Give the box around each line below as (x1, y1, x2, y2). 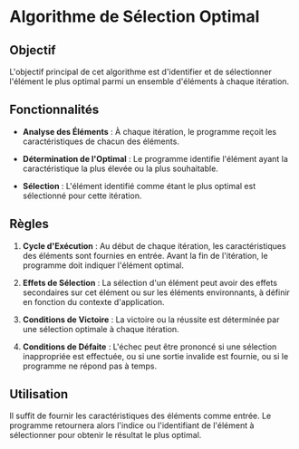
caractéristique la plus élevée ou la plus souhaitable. (22, 163, 219, 174)
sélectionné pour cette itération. (22, 190, 142, 201)
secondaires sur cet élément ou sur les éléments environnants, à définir (22, 287, 290, 298)
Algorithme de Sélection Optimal (9, 6, 260, 27)
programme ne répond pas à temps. (22, 360, 158, 371)
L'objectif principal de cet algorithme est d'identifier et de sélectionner (9, 66, 272, 77)
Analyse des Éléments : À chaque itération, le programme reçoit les (22, 126, 277, 137)
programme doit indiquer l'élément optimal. (22, 260, 184, 271)
